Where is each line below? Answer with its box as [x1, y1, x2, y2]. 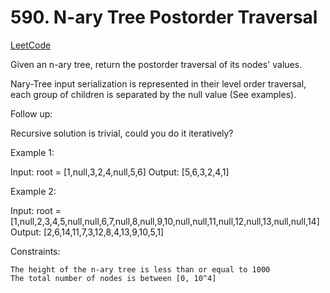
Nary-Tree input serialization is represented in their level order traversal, [10, 77, 307, 90]
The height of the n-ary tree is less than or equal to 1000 [10, 264, 271, 275]
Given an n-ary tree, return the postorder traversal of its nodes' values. [10, 58, 303, 70]
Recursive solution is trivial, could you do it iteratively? [10, 127, 234, 139]
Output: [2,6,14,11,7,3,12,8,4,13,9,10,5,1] [10, 226, 165, 238]
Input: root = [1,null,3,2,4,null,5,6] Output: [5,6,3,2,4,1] [10, 166, 230, 178]
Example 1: [10, 146, 55, 158]
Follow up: [10, 107, 53, 120]
